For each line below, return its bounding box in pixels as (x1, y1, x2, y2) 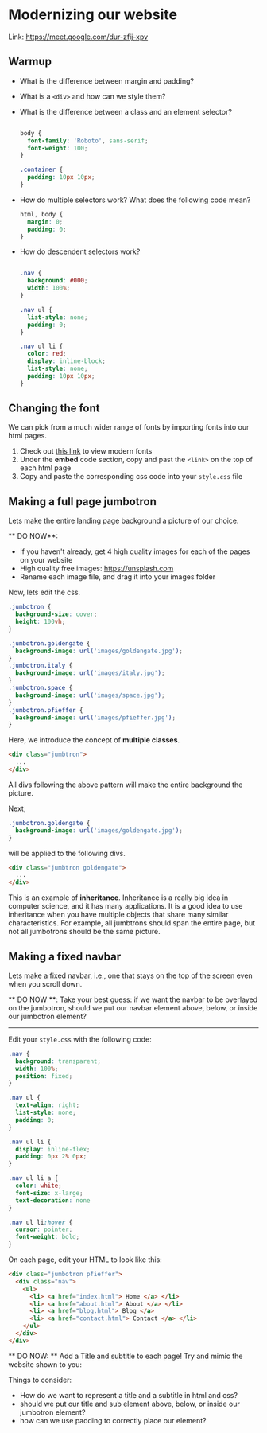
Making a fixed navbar (8, 949, 122, 964)
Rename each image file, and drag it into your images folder (19, 572, 216, 582)
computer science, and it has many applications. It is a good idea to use (8, 901, 244, 911)
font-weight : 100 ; (27, 144, 88, 152)
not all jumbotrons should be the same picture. (8, 927, 161, 937)
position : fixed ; (15, 1072, 73, 1080)
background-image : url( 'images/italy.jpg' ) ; (15, 669, 165, 677)
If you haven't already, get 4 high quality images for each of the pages (19, 547, 250, 556)
